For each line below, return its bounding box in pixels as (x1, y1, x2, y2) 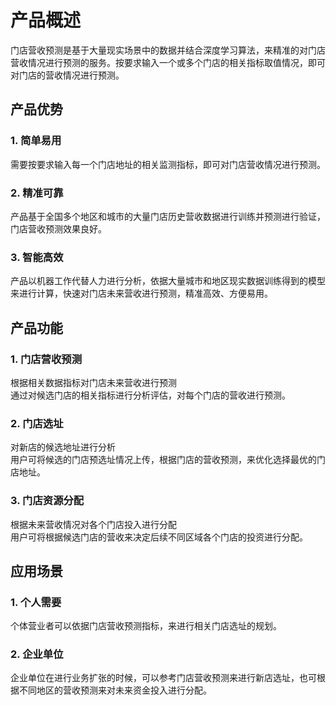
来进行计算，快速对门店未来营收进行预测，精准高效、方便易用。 (10, 287, 273, 300)
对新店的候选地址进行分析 (10, 441, 116, 453)
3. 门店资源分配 (10, 494, 85, 508)
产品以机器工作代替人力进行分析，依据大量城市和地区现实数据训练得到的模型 (10, 275, 326, 287)
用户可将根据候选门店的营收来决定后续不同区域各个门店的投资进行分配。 (10, 531, 308, 543)
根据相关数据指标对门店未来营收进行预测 (10, 376, 177, 388)
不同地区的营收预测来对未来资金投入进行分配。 (18, 684, 212, 696)
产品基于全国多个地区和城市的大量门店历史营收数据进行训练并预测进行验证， (10, 210, 326, 222)
